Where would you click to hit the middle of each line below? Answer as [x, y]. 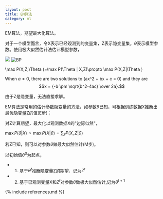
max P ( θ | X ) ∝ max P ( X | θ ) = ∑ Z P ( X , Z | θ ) [44, 134]
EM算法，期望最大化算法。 [32, 33]
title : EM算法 [19, 14]
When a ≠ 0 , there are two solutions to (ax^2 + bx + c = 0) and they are [76, 79]
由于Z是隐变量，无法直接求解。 [36, 97]
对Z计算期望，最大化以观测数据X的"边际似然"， [53, 123]
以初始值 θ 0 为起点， [25, 154]
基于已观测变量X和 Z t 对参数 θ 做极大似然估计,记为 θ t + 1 [72, 182]
